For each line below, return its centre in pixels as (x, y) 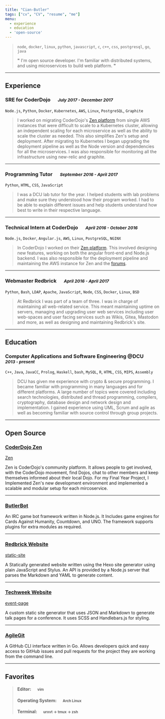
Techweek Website (28, 592)
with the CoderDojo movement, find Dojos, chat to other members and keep (82, 472)
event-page (17, 603)
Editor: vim (30, 689)
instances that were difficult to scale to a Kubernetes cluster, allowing (87, 125)
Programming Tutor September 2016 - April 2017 (61, 174)
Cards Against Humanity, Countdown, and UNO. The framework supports (79, 522)
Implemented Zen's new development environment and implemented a (77, 483)
